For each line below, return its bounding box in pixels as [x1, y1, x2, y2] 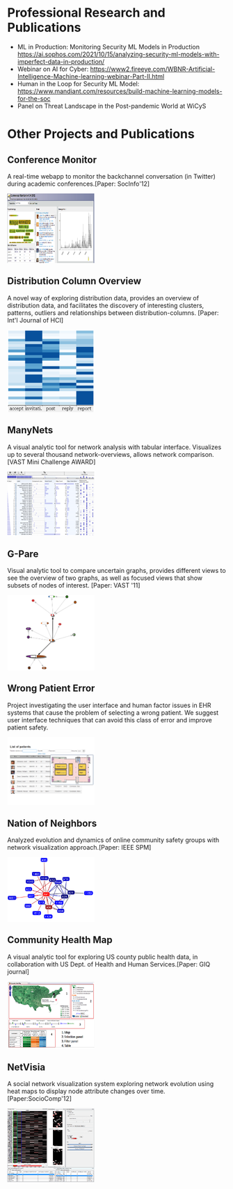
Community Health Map [7, 934, 113, 946]
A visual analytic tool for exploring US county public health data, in [7, 953, 198, 961]
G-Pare [7, 548, 39, 560]
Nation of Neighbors [7, 817, 97, 829]
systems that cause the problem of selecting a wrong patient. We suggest [7, 708, 219, 717]
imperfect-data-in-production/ [17, 57, 105, 65]
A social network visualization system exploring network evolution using [7, 1080, 214, 1088]
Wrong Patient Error [7, 683, 95, 695]
